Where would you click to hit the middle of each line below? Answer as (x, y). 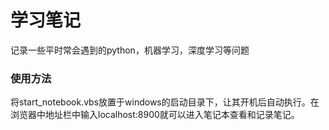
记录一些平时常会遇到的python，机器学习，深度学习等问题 (130, 50)
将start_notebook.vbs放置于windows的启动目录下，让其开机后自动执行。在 (165, 102)
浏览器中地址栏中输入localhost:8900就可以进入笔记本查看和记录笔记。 (155, 115)
